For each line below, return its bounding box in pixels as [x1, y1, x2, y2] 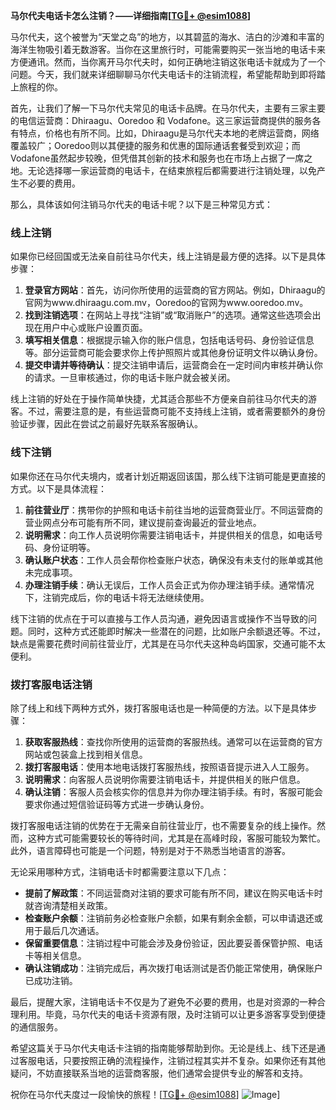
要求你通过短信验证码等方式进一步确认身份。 [24, 798, 210, 810]
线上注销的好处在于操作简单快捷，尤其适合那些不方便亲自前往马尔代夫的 [10, 393, 308, 405]
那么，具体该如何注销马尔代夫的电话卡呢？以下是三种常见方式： [10, 199, 273, 210]
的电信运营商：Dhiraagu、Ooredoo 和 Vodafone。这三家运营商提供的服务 [10, 115, 313, 126]
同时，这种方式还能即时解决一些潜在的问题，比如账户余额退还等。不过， [27, 625, 326, 637]
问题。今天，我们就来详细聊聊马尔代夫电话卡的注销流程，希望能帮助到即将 [10, 69, 317, 80]
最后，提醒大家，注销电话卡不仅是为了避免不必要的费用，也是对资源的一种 [10, 995, 317, 1008]
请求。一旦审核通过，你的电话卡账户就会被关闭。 [33, 372, 236, 384]
